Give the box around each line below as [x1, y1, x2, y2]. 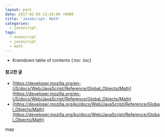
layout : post [5, 7, 32, 12]
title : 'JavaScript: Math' [5, 16, 61, 21]
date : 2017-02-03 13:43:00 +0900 [5, 12, 74, 17]
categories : [5, 21, 30, 26]
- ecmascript [9, 35, 36, 40]
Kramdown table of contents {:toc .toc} [12, 57, 92, 63]
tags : [5, 30, 16, 35]
